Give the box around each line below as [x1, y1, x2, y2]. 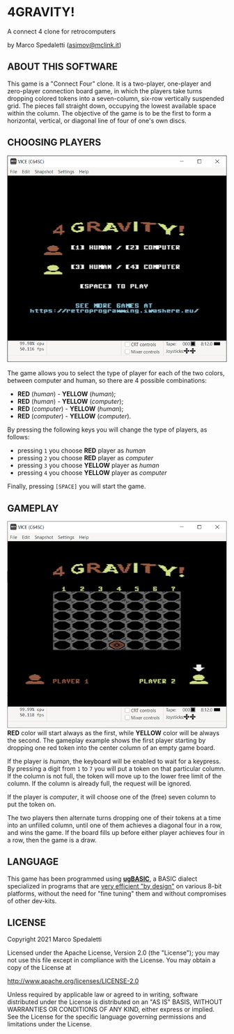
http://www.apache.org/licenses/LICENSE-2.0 [7, 977, 139, 985]
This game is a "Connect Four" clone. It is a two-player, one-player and [7, 79, 212, 88]
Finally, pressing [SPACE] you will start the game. [7, 482, 146, 491]
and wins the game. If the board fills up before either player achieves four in [7, 828, 225, 836]
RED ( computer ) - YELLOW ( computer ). [17, 412, 132, 421]
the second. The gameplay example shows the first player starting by [7, 736, 206, 744]
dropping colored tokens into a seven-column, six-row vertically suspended [7, 94, 225, 102]
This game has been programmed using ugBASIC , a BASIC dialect [7, 875, 198, 883]
